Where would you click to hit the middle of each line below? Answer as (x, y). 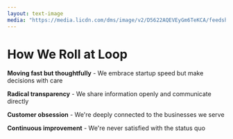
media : (17, 20)
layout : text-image (35, 13)
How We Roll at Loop (68, 54)
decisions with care (35, 81)
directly (18, 102)
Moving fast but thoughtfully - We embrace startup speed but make (105, 73)
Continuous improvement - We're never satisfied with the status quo (106, 128)
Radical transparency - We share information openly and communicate (109, 94)
